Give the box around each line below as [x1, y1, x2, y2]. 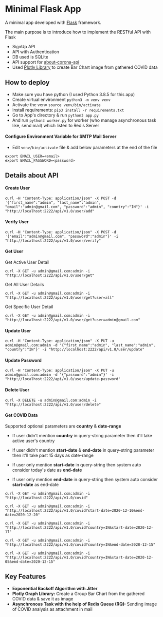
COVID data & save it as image [12, 596, 73, 601]
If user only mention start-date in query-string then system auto [12, 462, 141, 467]
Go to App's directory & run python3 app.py [12, 112, 99, 118]
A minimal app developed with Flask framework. [5, 19, 102, 25]
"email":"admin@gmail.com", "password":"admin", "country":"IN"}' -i [5, 204, 149, 209]
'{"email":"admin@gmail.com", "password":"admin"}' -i [5, 234, 119, 239]
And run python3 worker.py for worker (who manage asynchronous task [12, 117, 157, 123]
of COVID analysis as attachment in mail [12, 606, 92, 612]
